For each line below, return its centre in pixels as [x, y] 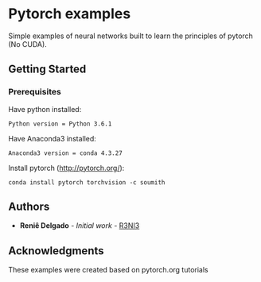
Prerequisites [35, 92]
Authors [29, 207]
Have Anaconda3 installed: [53, 138]
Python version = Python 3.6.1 [60, 124]
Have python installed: [45, 109]
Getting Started [47, 70]
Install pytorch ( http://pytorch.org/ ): [66, 168]
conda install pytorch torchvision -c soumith [87, 182]
